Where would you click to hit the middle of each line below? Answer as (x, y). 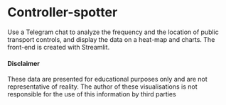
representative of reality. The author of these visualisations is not (102, 87)
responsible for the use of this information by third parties (92, 94)
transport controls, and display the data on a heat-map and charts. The (111, 39)
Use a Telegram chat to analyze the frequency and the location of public (113, 32)
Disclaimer (24, 63)
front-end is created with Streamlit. (59, 47)
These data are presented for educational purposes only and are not (107, 79)
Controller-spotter (63, 12)
